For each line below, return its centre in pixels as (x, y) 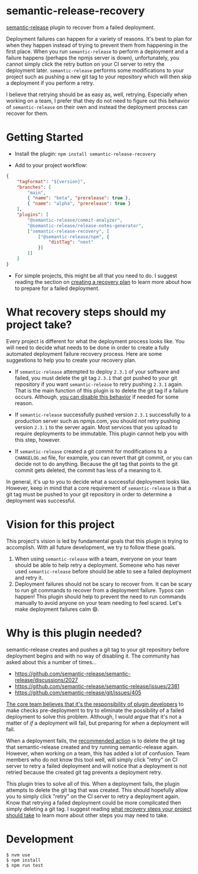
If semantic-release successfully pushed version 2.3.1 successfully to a (103, 414)
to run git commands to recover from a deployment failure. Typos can (99, 590)
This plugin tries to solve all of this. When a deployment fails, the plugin (93, 783)
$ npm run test (25, 865)
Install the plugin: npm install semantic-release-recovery (85, 154)
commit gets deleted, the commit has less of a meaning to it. (88, 470)
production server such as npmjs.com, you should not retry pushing (97, 421)
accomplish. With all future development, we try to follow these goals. (91, 547)
